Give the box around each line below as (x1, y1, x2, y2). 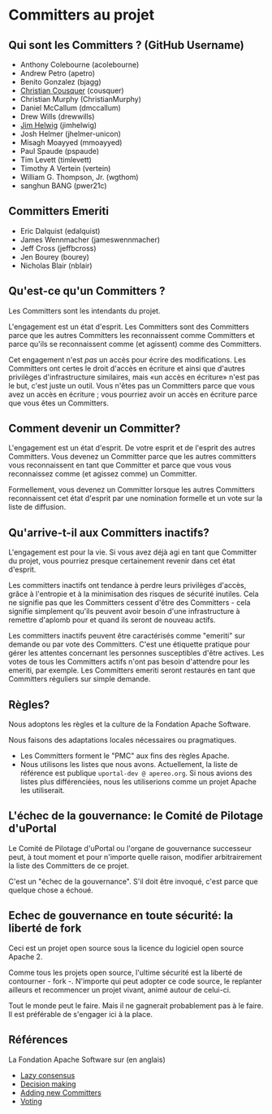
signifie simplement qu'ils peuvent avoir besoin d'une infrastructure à (8, 607, 240, 616)
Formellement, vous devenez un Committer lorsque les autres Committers (8, 485, 256, 494)
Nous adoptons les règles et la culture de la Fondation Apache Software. (8, 719, 251, 730)
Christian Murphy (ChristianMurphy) (19, 94, 142, 103)
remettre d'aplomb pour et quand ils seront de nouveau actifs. (8, 615, 216, 625)
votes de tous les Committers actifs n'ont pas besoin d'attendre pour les (8, 657, 250, 667)
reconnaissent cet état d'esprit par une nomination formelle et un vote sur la (8, 493, 263, 503)
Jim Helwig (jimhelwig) (19, 121, 97, 129)
